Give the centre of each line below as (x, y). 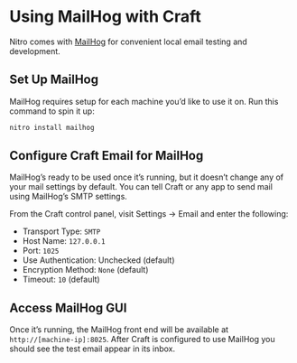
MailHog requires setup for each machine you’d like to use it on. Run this (144, 101)
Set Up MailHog (54, 80)
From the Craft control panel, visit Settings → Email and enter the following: (149, 214)
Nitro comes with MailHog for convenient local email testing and (129, 42)
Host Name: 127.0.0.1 (64, 241)
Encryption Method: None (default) (85, 270)
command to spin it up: (52, 111)
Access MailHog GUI (68, 307)
